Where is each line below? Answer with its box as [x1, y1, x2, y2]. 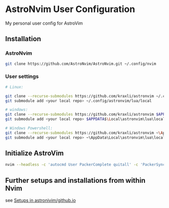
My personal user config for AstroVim [5, 20, 83, 26]
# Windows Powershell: [5, 126, 53, 131]
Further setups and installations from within [5, 176, 146, 184]
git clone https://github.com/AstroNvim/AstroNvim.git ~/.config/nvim [5, 61, 156, 66]
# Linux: [5, 84, 24, 89]
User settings [5, 73, 39, 80]
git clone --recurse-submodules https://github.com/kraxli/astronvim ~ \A [5, 130, 163, 135]
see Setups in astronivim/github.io [5, 197, 76, 203]
